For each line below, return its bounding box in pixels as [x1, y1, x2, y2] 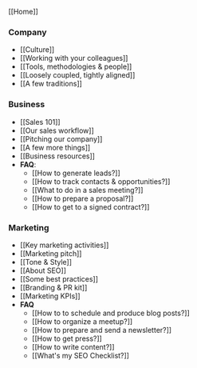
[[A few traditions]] [19, 79, 82, 89]
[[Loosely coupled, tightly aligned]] [19, 70, 136, 80]
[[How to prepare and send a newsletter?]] [31, 325, 172, 334]
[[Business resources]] [19, 151, 96, 161]
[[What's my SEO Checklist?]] [31, 350, 130, 360]
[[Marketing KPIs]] [19, 291, 81, 301]
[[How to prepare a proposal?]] [31, 194, 134, 203]
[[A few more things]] [19, 142, 91, 152]
